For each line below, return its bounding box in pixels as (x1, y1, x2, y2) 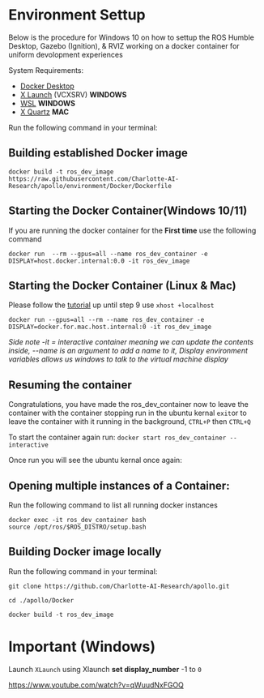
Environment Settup (8, 6, 146, 24)
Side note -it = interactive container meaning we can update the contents (8, 337, 253, 347)
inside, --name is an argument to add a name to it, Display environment (8, 346, 249, 356)
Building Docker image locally (8, 545, 162, 559)
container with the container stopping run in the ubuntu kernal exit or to (8, 408, 247, 418)
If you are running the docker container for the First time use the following (8, 225, 257, 235)
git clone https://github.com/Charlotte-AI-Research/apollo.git (8, 582, 230, 590)
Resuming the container (8, 378, 132, 392)
